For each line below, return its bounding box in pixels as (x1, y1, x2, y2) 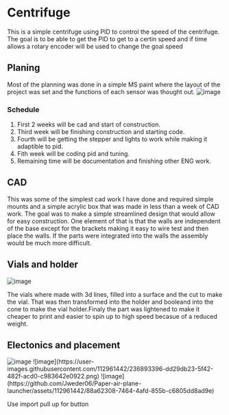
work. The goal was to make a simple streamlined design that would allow (7, 210, 216, 218)
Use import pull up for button (7, 400, 89, 408)
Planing (7, 62, 40, 74)
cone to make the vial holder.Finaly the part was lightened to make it (7, 304, 200, 313)
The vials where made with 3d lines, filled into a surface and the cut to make (7, 290, 223, 298)
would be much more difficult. (7, 238, 92, 247)
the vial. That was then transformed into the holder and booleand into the (7, 298, 214, 306)
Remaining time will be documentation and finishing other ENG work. (16, 157, 211, 166)
